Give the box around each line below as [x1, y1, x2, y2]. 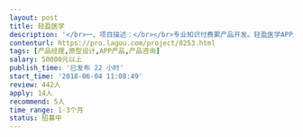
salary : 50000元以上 [9, 55, 83, 64]
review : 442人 [9, 80, 61, 89]
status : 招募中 [9, 114, 62, 123]
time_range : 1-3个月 [9, 105, 84, 114]
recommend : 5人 [9, 96, 65, 106]
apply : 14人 [9, 88, 53, 97]
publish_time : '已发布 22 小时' [9, 64, 124, 73]
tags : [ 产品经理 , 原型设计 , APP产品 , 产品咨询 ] [9, 47, 161, 56]
